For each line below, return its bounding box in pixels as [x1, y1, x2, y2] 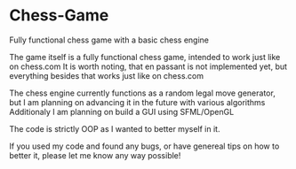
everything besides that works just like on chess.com [9, 70, 204, 81]
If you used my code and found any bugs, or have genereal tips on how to [9, 141, 280, 151]
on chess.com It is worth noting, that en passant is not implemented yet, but [9, 61, 287, 72]
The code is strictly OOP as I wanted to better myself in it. [9, 123, 220, 134]
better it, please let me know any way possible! [9, 150, 181, 160]
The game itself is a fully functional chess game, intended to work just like [9, 51, 281, 62]
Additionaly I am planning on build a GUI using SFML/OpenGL [9, 106, 235, 117]
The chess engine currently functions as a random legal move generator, [9, 88, 276, 98]
